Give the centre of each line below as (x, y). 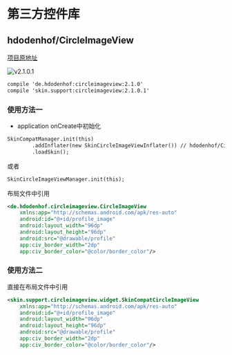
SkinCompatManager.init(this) (51, 139)
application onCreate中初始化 (59, 126)
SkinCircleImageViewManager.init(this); (66, 179)
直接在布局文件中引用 (37, 286)
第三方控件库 (44, 14)
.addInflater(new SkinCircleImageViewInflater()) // (109, 145)
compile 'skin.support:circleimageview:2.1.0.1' (78, 91)
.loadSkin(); (51, 152)
